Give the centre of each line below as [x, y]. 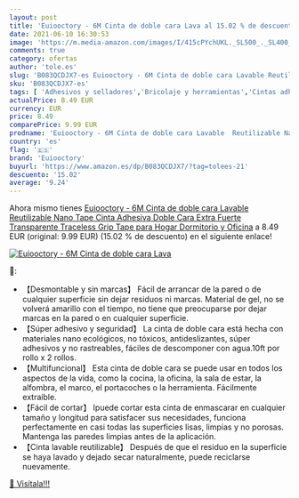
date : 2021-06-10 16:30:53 [59, 34]
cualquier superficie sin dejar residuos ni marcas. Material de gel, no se [153, 300]
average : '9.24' [39, 183]
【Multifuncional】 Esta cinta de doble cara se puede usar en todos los [152, 368]
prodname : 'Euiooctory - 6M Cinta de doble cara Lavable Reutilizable [145, 133]
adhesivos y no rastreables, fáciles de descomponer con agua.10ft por [151, 349]
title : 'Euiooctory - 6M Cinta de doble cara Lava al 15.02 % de [133, 26]
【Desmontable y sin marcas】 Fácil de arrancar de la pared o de [141, 289]
